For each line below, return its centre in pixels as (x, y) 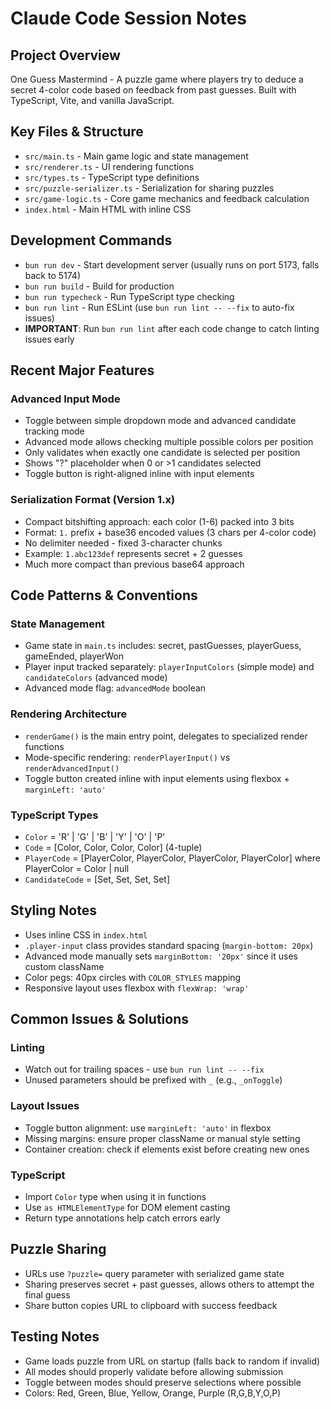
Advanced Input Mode (65, 399)
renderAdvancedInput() (72, 768)
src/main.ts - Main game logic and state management (136, 156)
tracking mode (54, 431)
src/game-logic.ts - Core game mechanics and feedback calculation (167, 198)
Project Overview (65, 55)
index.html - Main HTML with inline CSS (108, 209)
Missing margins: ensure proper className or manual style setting (162, 1138)
